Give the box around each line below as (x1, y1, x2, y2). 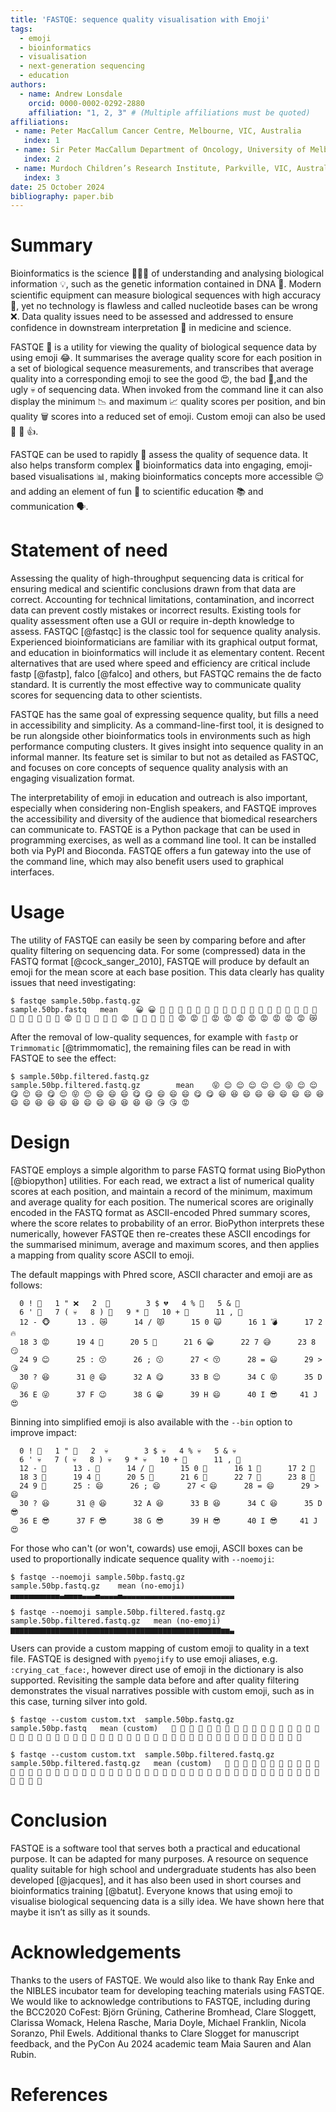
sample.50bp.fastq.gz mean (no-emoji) (10, 1581, 186, 1591)
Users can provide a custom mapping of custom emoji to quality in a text (10, 1642, 310, 1654)
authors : (10, 80, 47, 90)
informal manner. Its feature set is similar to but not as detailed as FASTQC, (10, 751, 319, 763)
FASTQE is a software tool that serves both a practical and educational (10, 1842, 301, 1854)
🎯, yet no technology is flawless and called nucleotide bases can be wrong (10, 300, 318, 312)
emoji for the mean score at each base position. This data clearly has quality (10, 966, 325, 978)
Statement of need (10, 539, 168, 562)
